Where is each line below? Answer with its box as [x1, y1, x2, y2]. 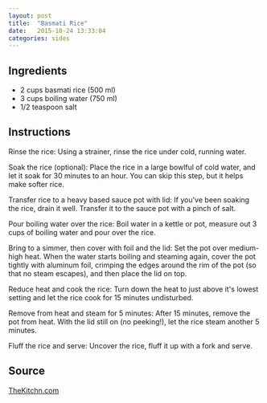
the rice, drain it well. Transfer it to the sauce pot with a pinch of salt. [8, 203, 236, 213]
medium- [228, 242, 260, 253]
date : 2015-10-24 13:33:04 [8, 26, 106, 35]
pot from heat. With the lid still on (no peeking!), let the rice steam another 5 [8, 316, 260, 326]
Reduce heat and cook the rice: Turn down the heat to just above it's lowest [8, 284, 259, 294]
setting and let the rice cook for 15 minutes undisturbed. [8, 292, 194, 302]
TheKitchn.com [8, 385, 60, 395]
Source [8, 364, 46, 378]
